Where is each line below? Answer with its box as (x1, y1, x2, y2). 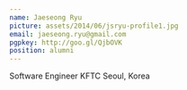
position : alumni (9, 46, 75, 55)
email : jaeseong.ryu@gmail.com (9, 29, 127, 38)
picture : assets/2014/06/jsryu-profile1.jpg (9, 21, 179, 30)
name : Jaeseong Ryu (9, 12, 83, 22)
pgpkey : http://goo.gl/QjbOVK (9, 37, 123, 47)
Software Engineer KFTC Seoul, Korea (9, 70, 150, 81)
